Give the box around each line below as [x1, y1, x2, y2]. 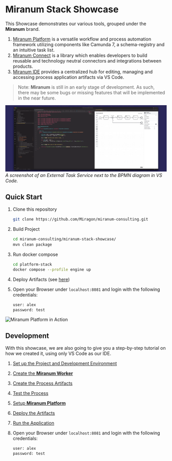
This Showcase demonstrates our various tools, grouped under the [5, 21, 147, 27]
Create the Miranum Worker [12, 370, 73, 376]
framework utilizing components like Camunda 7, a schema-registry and [12, 41, 165, 47]
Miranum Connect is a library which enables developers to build [12, 52, 147, 58]
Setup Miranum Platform [12, 400, 66, 406]
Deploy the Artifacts [12, 410, 55, 416]
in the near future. [17, 95, 56, 101]
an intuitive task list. [12, 47, 55, 53]
